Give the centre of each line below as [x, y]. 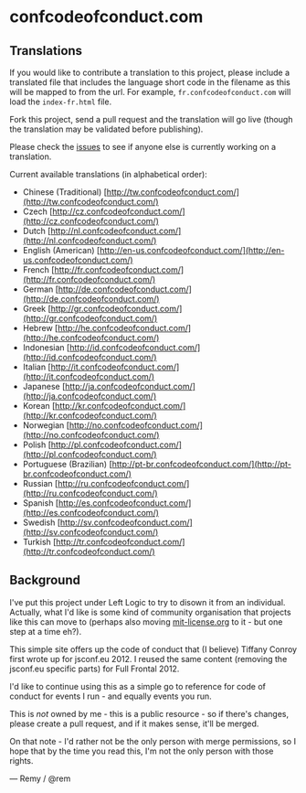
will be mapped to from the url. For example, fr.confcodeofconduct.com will [150, 92]
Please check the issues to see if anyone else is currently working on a [143, 147]
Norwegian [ [46, 425]
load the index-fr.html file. [61, 102]
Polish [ [37, 445]
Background [45, 580]
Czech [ [37, 211]
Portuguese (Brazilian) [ [67, 464]
